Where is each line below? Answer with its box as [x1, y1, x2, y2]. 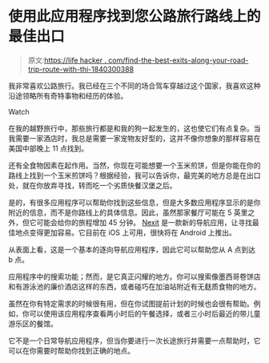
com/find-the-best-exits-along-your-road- [107, 55, 249, 65]
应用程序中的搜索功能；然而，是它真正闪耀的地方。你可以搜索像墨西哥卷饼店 [8, 272, 261, 281]
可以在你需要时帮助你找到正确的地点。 [8, 345, 134, 355]
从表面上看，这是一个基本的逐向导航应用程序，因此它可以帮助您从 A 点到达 [8, 244, 256, 254]
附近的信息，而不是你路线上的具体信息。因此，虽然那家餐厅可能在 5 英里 [8, 208, 248, 217]
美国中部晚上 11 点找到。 [8, 143, 89, 153]
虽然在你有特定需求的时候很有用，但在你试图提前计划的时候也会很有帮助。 [8, 298, 254, 309]
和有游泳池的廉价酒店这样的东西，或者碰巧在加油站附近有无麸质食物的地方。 [8, 281, 261, 291]
